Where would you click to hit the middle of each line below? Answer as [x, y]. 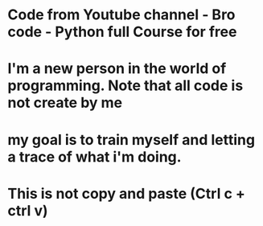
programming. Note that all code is [125, 86]
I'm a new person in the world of [117, 69]
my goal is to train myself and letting [131, 140]
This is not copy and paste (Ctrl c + [127, 193]
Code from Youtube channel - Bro [121, 15]
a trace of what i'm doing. [95, 156]
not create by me [65, 103]
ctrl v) [28, 210]
